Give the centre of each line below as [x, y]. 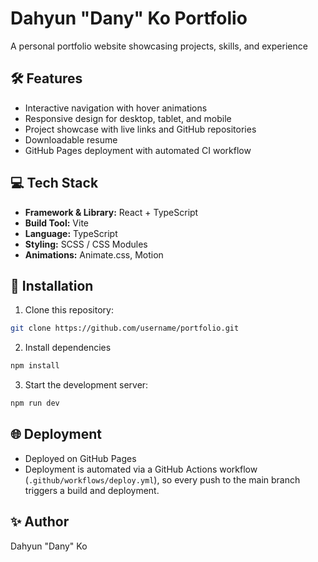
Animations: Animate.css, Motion [94, 254]
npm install [35, 366]
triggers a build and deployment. [92, 490]
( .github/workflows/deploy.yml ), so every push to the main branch [162, 479]
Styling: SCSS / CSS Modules [86, 244]
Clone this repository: [69, 310]
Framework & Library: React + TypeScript [111, 212]
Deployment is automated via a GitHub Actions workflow [141, 469]
